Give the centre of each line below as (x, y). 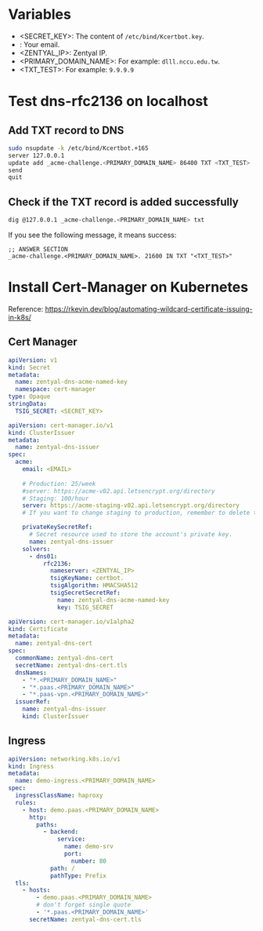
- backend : (61, 832)
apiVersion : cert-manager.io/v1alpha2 (71, 622)
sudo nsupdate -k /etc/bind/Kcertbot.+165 (78, 148)
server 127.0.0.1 (36, 155)
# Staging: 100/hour (56, 498)
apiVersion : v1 (33, 360)
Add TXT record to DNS (66, 130)
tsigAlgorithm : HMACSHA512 (94, 586)
